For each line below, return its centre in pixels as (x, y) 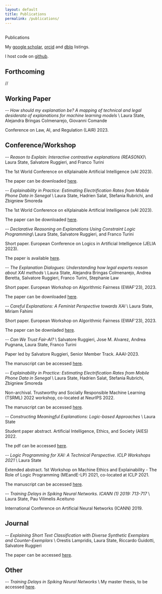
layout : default (21, 9)
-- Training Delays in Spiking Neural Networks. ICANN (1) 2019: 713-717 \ (77, 493)
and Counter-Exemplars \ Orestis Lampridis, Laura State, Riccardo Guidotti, (80, 540)
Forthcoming (25, 72)
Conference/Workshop (41, 145)
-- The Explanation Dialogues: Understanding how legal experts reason (76, 267)
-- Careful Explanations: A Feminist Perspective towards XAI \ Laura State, (79, 306)
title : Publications (26, 14)
